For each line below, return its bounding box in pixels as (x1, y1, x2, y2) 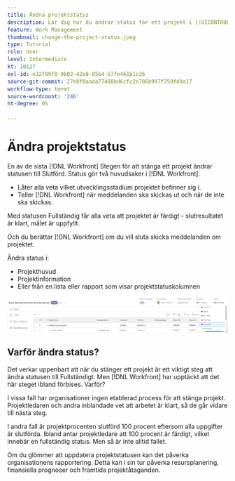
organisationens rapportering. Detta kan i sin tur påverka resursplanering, (7, 458, 219, 466)
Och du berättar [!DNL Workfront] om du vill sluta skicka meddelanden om (7, 232, 222, 241)
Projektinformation (17, 275, 71, 283)
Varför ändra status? (7, 346, 99, 358)
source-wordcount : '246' (7, 93, 80, 100)
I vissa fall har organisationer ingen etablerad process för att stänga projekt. (7, 393, 226, 402)
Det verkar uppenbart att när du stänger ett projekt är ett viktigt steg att (7, 365, 213, 374)
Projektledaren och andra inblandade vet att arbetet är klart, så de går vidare (7, 401, 228, 409)
